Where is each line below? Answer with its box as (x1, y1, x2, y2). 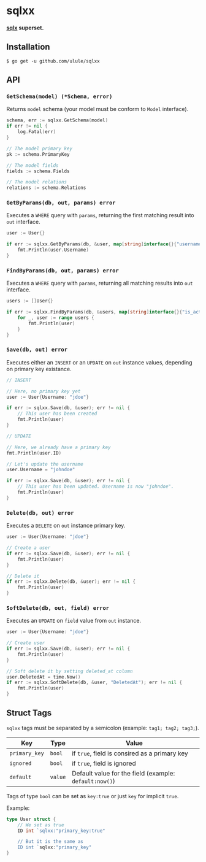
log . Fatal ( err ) (17, 129, 56, 135)
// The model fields (6, 162, 59, 169)
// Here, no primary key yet (6, 388, 81, 394)
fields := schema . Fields (6, 168, 70, 174)
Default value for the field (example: (71, 769, 175, 777)
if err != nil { (6, 123, 48, 129)
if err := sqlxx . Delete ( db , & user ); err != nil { (6, 579, 136, 585)
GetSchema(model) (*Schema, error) (6, 93, 113, 100)
